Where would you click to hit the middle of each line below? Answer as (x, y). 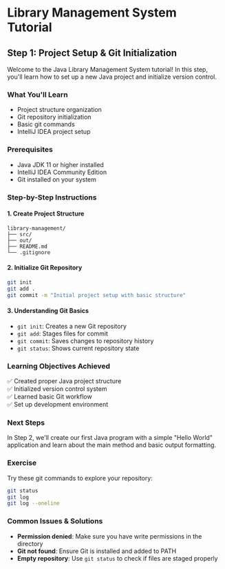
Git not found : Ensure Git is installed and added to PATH (97, 551)
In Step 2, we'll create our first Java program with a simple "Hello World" (110, 438)
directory (30, 543)
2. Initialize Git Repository (45, 268)
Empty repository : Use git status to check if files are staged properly (117, 558)
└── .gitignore (29, 252)
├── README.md (28, 247)
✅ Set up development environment (58, 405)
